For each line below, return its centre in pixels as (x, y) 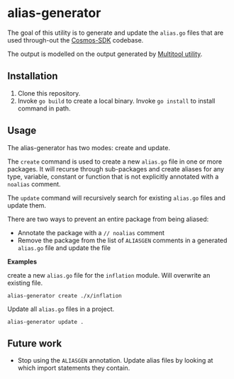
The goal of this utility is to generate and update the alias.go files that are (116, 33)
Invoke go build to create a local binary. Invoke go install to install (116, 101)
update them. (27, 205)
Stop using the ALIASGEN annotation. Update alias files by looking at (115, 361)
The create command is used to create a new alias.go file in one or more (115, 162)
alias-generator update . (45, 322)
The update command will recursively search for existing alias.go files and (116, 198)
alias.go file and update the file (64, 248)
